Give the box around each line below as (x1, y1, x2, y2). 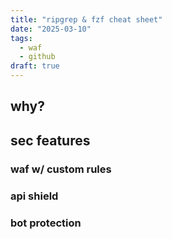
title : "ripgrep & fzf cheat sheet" (10, 14, 163, 25)
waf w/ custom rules (10, 162, 112, 176)
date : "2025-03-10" (10, 24, 92, 34)
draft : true (10, 61, 60, 71)
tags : (10, 33, 33, 43)
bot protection (10, 216, 82, 230)
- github (19, 52, 56, 62)
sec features (10, 132, 91, 149)
